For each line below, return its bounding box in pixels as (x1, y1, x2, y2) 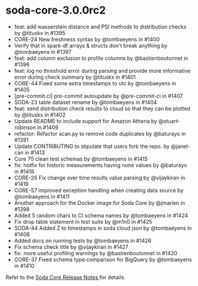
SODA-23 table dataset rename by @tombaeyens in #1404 (14, 98, 158, 105)
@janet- (171, 143, 191, 150)
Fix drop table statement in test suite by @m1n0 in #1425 (14, 218, 152, 225)
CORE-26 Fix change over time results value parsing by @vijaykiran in (14, 174, 186, 181)
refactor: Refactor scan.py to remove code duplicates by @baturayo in (14, 130, 186, 137)
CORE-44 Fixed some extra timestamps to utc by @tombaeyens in (14, 79, 176, 86)
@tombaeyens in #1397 (14, 48, 72, 55)
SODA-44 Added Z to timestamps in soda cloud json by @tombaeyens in (14, 224, 192, 232)
